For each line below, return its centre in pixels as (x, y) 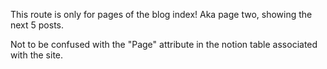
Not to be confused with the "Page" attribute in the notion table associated (164, 44)
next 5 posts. (37, 25)
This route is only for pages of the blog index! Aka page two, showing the (161, 14)
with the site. (37, 55)
